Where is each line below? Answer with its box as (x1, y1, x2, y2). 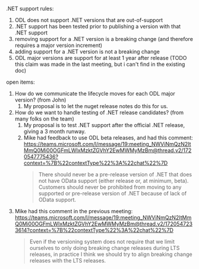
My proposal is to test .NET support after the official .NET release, (23, 122, 185, 128)
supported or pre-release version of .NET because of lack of (38, 190, 187, 197)
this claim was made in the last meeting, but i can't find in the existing (14, 61, 185, 68)
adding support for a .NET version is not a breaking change (14, 48, 160, 55)
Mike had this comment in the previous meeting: (14, 208, 133, 214)
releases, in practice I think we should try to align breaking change (29, 251, 192, 258)
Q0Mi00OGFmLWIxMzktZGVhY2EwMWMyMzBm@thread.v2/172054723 (14, 220, 193, 227)
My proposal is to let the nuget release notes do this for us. (23, 103, 168, 109)
